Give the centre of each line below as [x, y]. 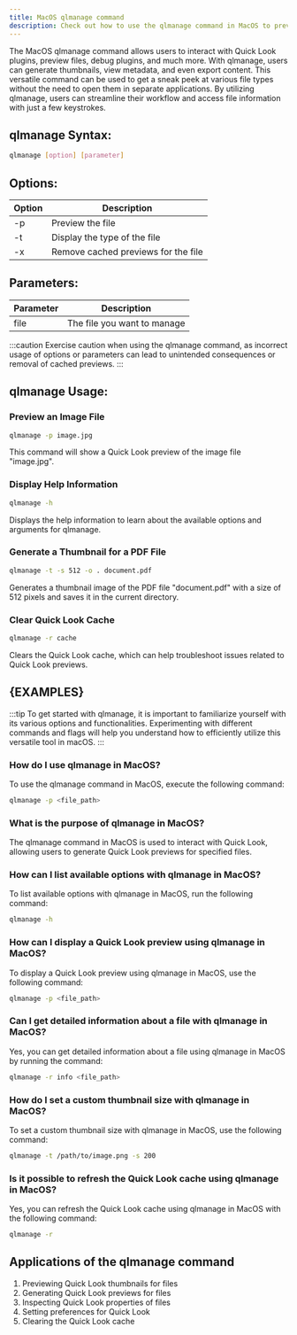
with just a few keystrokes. [57, 107]
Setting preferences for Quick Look [86, 1311]
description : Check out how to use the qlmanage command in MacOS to [140, 26]
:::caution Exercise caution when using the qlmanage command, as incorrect [148, 345]
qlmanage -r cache [43, 639]
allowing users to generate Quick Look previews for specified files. [130, 852]
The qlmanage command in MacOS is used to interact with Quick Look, [138, 842]
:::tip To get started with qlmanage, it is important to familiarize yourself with [148, 713]
